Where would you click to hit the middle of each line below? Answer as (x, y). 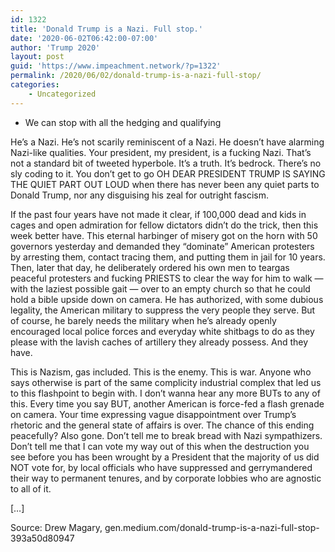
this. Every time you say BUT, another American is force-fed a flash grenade (167, 403)
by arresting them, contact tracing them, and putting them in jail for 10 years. (168, 257)
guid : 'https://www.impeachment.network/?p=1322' (116, 66)
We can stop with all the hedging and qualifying (123, 122)
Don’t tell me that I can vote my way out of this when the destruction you (160, 446)
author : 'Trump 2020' (55, 47)
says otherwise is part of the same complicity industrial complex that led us (166, 382)
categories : (35, 85)
